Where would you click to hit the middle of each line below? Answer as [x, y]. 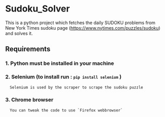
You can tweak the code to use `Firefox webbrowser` [66, 110]
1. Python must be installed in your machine [60, 63]
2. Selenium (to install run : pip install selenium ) [64, 77]
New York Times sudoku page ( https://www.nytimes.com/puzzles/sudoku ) [83, 28]
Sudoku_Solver [38, 9]
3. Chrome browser [30, 100]
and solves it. [19, 33]
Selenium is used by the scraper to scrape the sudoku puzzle [76, 87]
